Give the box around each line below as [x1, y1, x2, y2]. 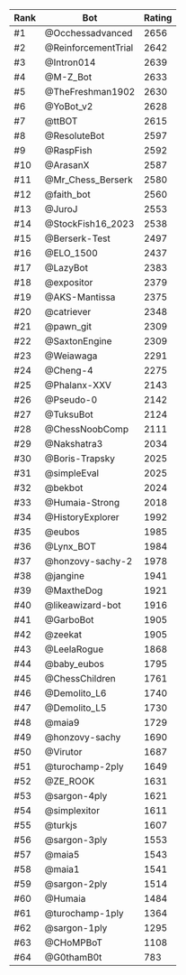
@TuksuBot [44, 408, 94, 421]
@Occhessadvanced [44, 27, 133, 39]
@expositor [44, 276, 93, 288]
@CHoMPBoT [44, 936, 103, 949]
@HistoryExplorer [44, 511, 120, 523]
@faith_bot [44, 189, 92, 200]
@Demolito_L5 [44, 701, 107, 714]
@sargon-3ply [44, 834, 108, 846]
